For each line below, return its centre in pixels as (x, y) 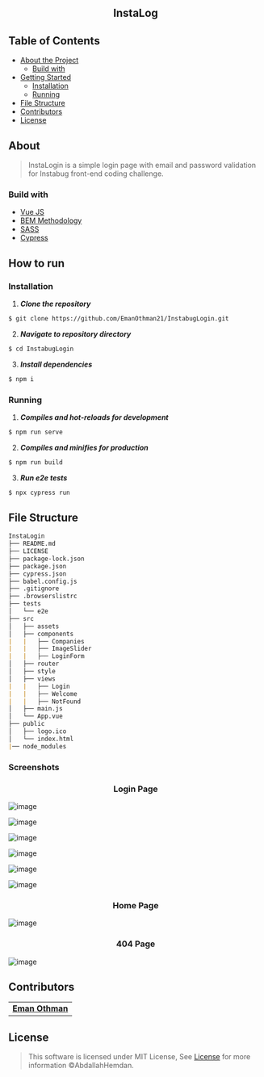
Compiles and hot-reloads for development (94, 417)
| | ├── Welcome (43, 694)
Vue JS (32, 212)
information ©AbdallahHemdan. (81, 1066)
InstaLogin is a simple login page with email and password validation (142, 166)
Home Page (136, 905)
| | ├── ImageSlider (50, 649)
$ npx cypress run (39, 492)
